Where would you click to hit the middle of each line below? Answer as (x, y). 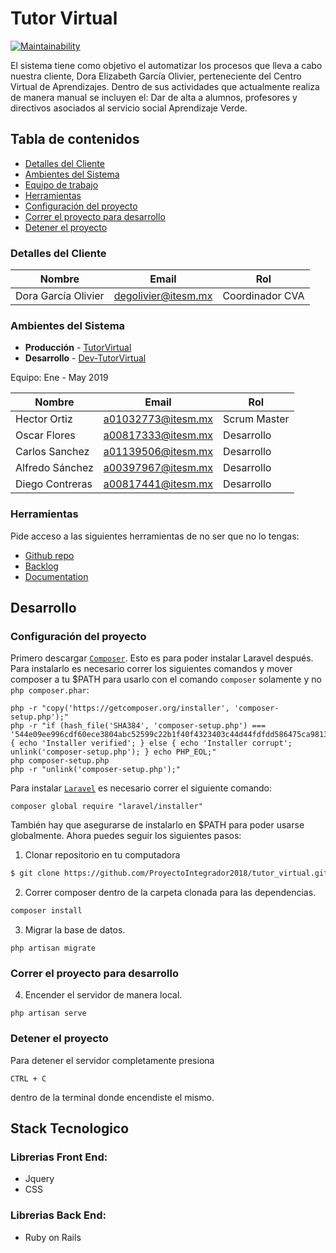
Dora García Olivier (60, 296)
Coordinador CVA (263, 296)
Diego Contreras (54, 484)
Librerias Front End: (59, 1157)
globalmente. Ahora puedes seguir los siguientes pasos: (126, 836)
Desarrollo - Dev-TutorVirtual (85, 358)
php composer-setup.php (60, 761)
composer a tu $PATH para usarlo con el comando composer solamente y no (166, 679)
